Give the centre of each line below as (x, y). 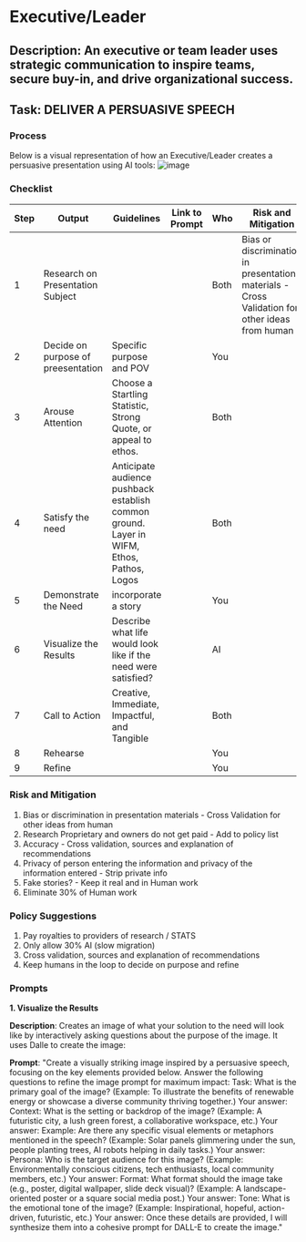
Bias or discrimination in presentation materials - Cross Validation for (151, 815)
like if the (131, 655)
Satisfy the (66, 517)
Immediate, (135, 703)
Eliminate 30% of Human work (80, 892)
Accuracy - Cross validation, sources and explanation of (128, 844)
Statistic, (130, 405)
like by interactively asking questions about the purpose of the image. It (143, 1035)
